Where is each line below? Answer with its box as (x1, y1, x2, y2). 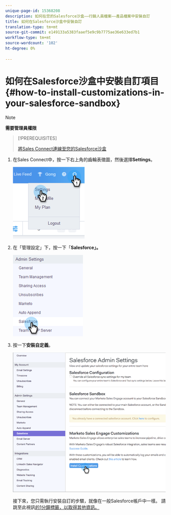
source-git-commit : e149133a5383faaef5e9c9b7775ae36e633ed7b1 (5, 30, 140, 35)
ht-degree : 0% (5, 46, 36, 51)
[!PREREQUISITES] (17, 135, 57, 141)
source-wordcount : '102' (5, 41, 58, 46)
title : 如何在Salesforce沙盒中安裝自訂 (5, 19, 82, 24)
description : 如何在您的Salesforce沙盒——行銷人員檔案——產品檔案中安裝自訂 (5, 13, 150, 19)
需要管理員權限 (5, 125, 37, 131)
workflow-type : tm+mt (5, 35, 51, 40)
